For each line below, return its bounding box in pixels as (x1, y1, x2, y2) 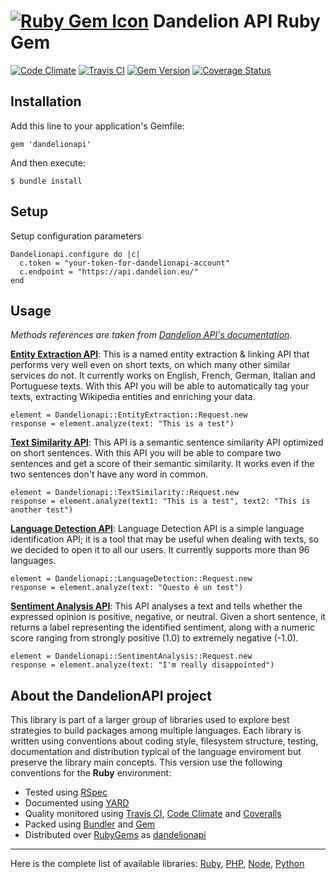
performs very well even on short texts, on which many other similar (10, 359, 291, 371)
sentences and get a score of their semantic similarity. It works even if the (10, 458, 315, 470)
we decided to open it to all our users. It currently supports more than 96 (10, 544, 310, 556)
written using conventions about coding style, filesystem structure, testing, (10, 735, 319, 747)
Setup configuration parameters (10, 230, 142, 242)
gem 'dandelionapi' (10, 139, 92, 149)
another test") (10, 505, 74, 515)
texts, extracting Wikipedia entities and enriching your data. (10, 391, 256, 403)
